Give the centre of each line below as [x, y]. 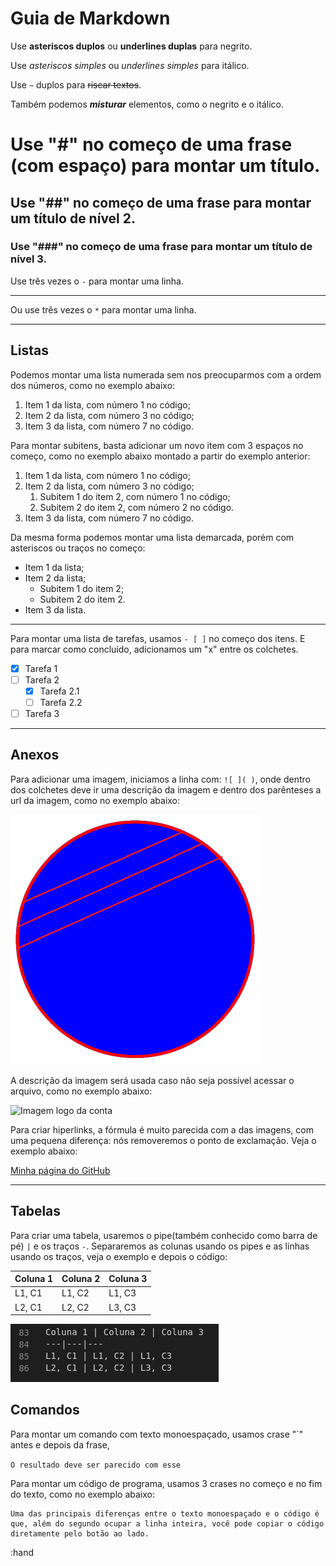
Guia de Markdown [90, 18]
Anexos [35, 755]
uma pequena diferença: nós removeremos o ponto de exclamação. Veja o [163, 1140]
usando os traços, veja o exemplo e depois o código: [119, 1256]
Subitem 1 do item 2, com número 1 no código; [135, 496]
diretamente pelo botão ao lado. [80, 1533]
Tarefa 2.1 [59, 691]
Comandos [45, 1410]
